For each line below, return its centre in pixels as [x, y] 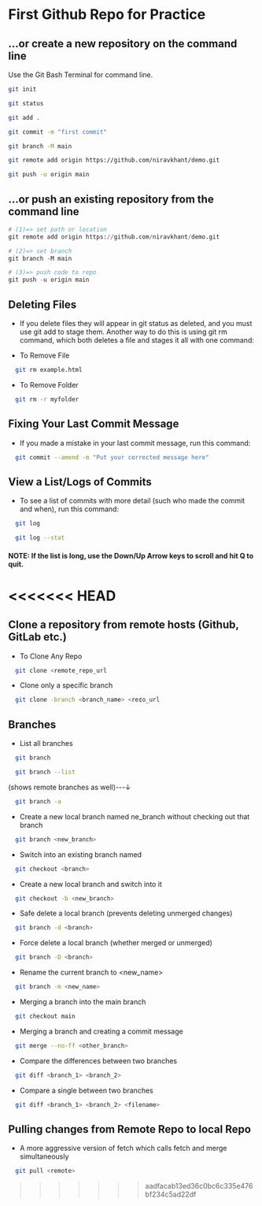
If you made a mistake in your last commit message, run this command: [135, 443]
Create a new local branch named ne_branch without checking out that [135, 816]
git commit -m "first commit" [58, 132]
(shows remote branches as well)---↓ [70, 787]
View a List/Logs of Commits [80, 482]
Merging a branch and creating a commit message [101, 1031]
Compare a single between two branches [86, 1090]
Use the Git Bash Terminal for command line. [81, 75]
